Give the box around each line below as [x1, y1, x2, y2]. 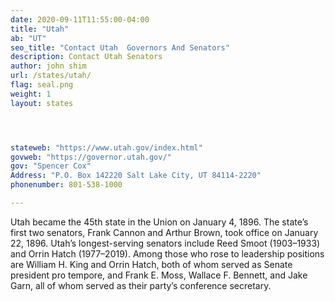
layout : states [10, 98, 74, 108]
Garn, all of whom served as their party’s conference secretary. [10, 279, 272, 291]
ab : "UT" [10, 33, 47, 43]
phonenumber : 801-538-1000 [10, 180, 123, 190]
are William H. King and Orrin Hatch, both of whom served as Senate [10, 258, 293, 270]
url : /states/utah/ [10, 71, 92, 81]
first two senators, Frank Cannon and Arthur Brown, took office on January [10, 226, 319, 238]
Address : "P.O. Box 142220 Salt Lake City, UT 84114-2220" [10, 171, 262, 181]
